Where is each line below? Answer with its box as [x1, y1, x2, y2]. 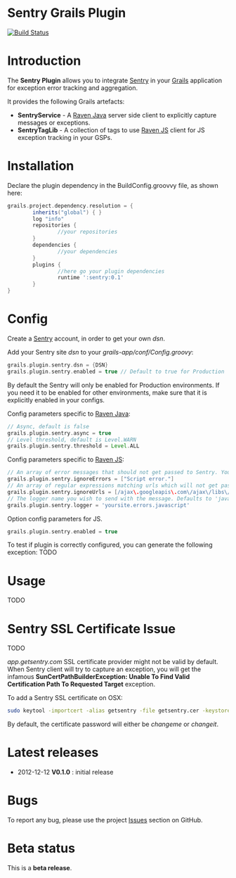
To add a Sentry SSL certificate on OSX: [7, 694, 123, 702]
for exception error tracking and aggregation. [7, 83, 138, 92]
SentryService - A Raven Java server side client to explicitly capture [17, 110, 217, 119]
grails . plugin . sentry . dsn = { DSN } [7, 362, 109, 369]
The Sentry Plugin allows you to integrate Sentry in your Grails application [7, 76, 223, 84]
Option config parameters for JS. [7, 514, 103, 523]
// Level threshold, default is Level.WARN [7, 436, 137, 443]
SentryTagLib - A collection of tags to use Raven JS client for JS [17, 125, 205, 134]
